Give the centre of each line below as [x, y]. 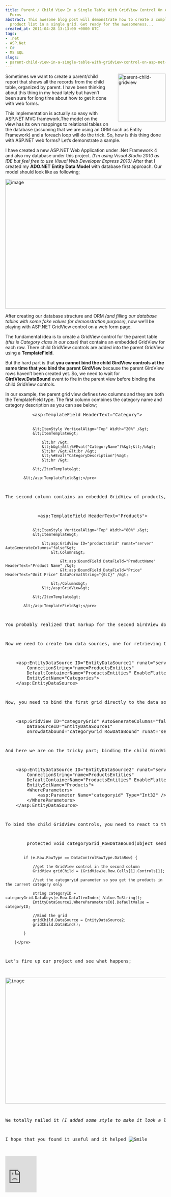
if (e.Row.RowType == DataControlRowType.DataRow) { [81, 858]
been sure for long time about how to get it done [56, 98]
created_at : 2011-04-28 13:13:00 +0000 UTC [52, 29]
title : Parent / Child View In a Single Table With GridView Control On [84, 10]
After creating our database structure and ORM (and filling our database [81, 316]
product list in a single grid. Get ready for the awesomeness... [82, 24]
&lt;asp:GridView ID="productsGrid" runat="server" [97, 544]
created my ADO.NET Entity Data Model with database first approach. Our [83, 166]
